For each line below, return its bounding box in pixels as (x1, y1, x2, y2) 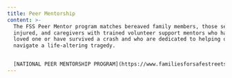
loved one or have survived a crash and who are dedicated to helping (13, 36, 221, 43)
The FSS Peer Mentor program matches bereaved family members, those (13, 23, 217, 30)
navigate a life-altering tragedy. (13, 42, 116, 49)
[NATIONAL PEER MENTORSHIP (13, 61, 91, 68)
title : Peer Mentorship (7, 10, 76, 17)
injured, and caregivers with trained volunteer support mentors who (13, 29, 217, 37)
